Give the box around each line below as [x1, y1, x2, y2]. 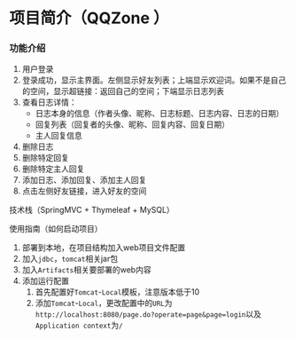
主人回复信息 [35, 130, 82, 141]
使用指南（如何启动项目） [9, 224, 103, 234]
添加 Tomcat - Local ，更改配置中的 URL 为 [35, 298, 173, 309]
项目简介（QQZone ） [9, 8, 170, 28]
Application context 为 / [35, 320, 123, 331]
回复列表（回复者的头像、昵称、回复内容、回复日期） [35, 119, 230, 130]
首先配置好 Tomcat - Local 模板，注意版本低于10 [35, 287, 200, 297]
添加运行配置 [21, 276, 69, 287]
